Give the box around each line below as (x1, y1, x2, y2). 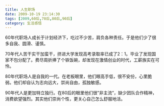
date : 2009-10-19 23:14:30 (5, 12, 60, 17)
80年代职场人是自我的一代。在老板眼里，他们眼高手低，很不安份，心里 (5, 73, 148, 79)
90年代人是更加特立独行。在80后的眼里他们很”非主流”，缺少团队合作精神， (5, 90, 157, 96)
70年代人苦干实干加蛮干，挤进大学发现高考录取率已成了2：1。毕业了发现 (5, 51, 152, 57)
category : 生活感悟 (5, 20, 42, 26)
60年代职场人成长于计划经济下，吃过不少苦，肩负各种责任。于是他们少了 (5, 35, 152, 40)
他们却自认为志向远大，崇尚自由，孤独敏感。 (13, 80, 104, 86)
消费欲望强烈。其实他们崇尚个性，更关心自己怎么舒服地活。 (5, 96, 125, 102)
